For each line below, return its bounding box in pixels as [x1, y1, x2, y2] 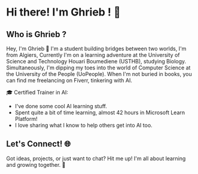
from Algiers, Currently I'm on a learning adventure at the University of [6, 51, 180, 59]
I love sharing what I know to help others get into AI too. [14, 122, 153, 129]
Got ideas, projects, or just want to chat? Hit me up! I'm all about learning [6, 155, 186, 162]
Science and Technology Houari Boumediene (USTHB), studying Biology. [6, 58, 187, 65]
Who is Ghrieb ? [6, 29, 67, 39]
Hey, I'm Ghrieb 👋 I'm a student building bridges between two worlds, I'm [6, 45, 187, 52]
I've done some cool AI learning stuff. [14, 103, 108, 109]
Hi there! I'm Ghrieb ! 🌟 [6, 5, 121, 19]
